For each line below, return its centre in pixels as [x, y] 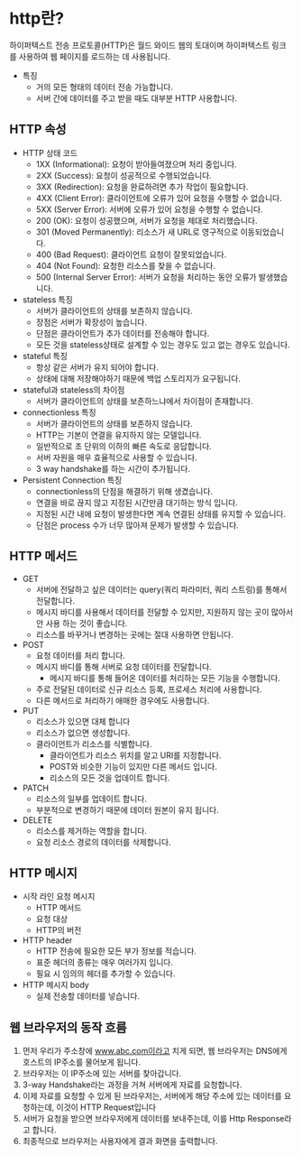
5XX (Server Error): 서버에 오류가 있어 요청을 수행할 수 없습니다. [149, 209]
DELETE [37, 820]
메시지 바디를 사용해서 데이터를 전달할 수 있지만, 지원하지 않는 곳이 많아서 [165, 612]
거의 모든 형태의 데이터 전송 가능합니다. [105, 87]
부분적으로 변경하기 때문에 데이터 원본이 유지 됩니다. [127, 809]
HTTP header [47, 940]
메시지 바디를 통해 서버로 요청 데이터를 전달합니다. [124, 666]
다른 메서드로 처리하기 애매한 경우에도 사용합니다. [123, 700]
